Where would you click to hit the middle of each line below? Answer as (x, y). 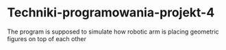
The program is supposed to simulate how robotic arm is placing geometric (113, 32)
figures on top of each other (47, 38)
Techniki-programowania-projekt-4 (111, 13)
